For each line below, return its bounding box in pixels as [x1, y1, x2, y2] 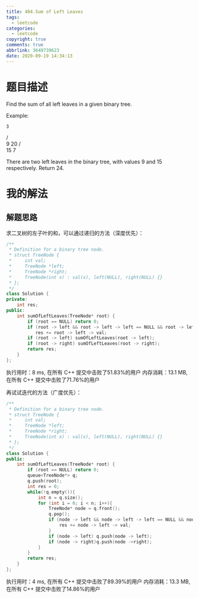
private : [6, 297, 28, 303]
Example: [6, 112, 29, 119]
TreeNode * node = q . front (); [48, 506, 120, 512]
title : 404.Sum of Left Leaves [6, 8, 84, 15]
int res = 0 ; [27, 483, 60, 489]
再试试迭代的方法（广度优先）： [6, 389, 82, 396]
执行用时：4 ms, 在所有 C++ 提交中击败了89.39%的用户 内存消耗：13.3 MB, [6, 578, 191, 585]
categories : [6, 25, 36, 32]
